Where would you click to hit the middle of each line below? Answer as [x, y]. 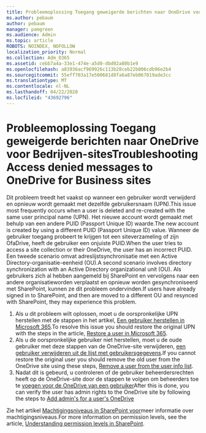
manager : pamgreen [30, 29]
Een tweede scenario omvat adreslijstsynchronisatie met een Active [92, 256]
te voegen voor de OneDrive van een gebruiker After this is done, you [102, 385]
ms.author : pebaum [30, 18]
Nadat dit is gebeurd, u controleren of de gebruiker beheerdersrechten [105, 372]
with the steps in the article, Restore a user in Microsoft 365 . [91, 333]
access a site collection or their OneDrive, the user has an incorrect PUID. [99, 249]
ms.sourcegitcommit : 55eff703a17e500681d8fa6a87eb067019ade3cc [89, 75]
